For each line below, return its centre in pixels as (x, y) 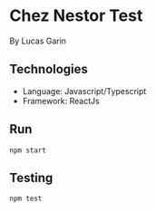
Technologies (49, 69)
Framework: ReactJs (61, 101)
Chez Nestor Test (76, 16)
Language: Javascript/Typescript (84, 91)
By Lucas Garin (38, 41)
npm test (26, 199)
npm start (28, 150)
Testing (31, 178)
